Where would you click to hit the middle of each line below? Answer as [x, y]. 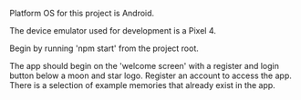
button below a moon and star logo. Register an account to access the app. [150, 75]
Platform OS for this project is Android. [82, 13]
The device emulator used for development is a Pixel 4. [113, 30]
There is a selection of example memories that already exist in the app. [142, 85]
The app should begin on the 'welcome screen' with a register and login [145, 66]
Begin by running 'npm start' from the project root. [104, 48]
